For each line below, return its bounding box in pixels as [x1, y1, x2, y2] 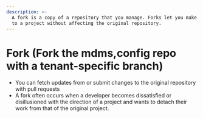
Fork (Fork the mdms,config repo [6, 46, 177, 60]
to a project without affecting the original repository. [12, 20, 162, 26]
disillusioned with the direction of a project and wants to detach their [15, 98, 187, 106]
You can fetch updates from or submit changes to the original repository [15, 79, 196, 87]
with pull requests [15, 85, 60, 93]
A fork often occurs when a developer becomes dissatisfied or [15, 92, 172, 99]
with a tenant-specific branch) [6, 59, 163, 73]
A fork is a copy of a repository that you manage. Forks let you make [12, 15, 198, 21]
